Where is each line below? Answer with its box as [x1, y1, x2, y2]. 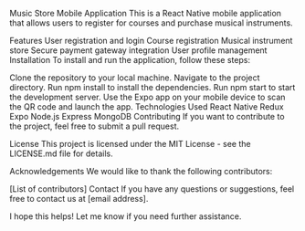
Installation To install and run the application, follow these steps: [9, 55, 251, 65]
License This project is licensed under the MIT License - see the [9, 139, 251, 149]
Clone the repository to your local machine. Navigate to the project [9, 72, 260, 83]
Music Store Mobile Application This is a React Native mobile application [9, 8, 281, 18]
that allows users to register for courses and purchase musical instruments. [9, 17, 294, 28]
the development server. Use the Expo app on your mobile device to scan [9, 91, 286, 102]
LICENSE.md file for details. [9, 148, 113, 159]
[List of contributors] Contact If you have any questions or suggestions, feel [9, 184, 295, 194]
